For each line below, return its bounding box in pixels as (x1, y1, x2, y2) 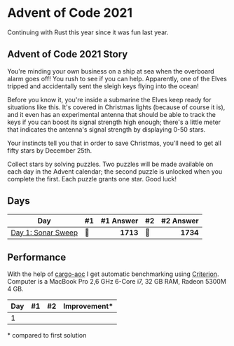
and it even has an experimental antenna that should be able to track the (7, 110, 216, 118)
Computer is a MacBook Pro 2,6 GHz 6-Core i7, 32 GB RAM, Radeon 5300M (7, 277, 226, 286)
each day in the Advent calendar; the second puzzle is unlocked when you (7, 167, 223, 176)
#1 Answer (100, 216, 139, 226)
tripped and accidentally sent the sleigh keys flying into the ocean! (7, 82, 200, 90)
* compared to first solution (7, 331, 87, 340)
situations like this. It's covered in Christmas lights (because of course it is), (7, 103, 226, 111)
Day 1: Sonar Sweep (11, 228, 78, 237)
